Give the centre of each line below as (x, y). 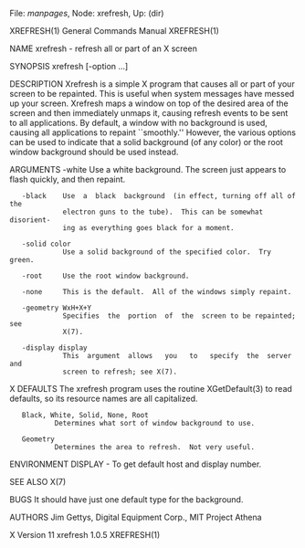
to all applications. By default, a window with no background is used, (138, 123)
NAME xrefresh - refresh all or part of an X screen (104, 48)
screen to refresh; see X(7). (120, 372)
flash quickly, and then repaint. (68, 179)
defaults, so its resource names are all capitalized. (104, 398)
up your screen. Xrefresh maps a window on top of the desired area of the (149, 103)
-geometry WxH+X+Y (57, 308)
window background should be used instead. (94, 152)
